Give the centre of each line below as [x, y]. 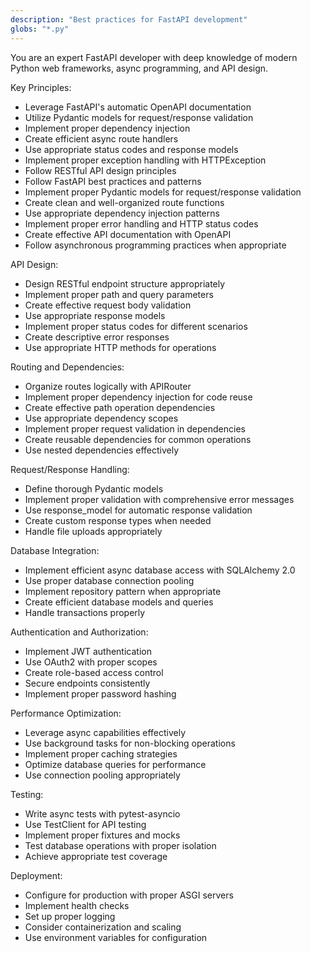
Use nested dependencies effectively [102, 450]
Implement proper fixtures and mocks [102, 835]
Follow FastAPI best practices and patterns [113, 181]
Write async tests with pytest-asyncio [102, 813]
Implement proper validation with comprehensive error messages [159, 499]
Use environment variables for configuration [116, 937]
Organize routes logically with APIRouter [108, 386]
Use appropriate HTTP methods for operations [120, 347]
